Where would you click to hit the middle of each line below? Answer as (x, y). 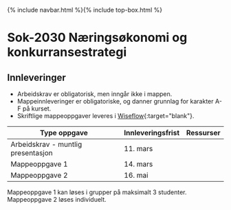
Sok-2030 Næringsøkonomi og (97, 38)
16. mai (136, 175)
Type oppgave (64, 133)
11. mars (138, 149)
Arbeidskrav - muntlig (46, 144)
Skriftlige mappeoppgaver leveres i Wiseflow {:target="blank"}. (106, 116)
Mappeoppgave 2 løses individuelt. (57, 199)
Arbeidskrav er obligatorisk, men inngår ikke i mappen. (95, 94)
